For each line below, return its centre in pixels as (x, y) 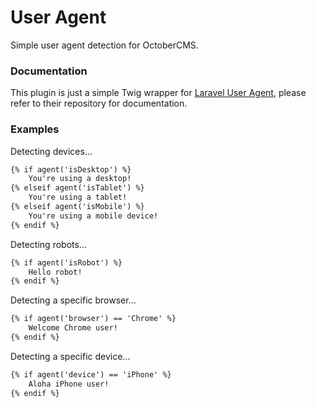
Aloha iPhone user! (69, 384)
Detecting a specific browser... (73, 300)
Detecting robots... (48, 244)
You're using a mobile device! (93, 216)
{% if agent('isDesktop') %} (71, 169)
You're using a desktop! (80, 179)
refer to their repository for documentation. (99, 103)
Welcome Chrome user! (73, 328)
